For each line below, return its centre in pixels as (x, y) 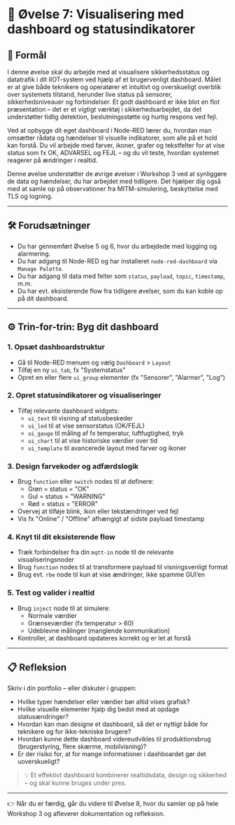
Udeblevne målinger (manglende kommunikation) (99, 631)
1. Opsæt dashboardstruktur (56, 347)
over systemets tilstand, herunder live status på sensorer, (90, 94)
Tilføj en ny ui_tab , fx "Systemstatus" (71, 370)
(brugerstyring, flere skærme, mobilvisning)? (82, 746)
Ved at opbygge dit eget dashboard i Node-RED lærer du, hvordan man (109, 130)
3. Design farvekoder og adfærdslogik (73, 466)
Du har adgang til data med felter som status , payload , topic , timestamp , (121, 276)
